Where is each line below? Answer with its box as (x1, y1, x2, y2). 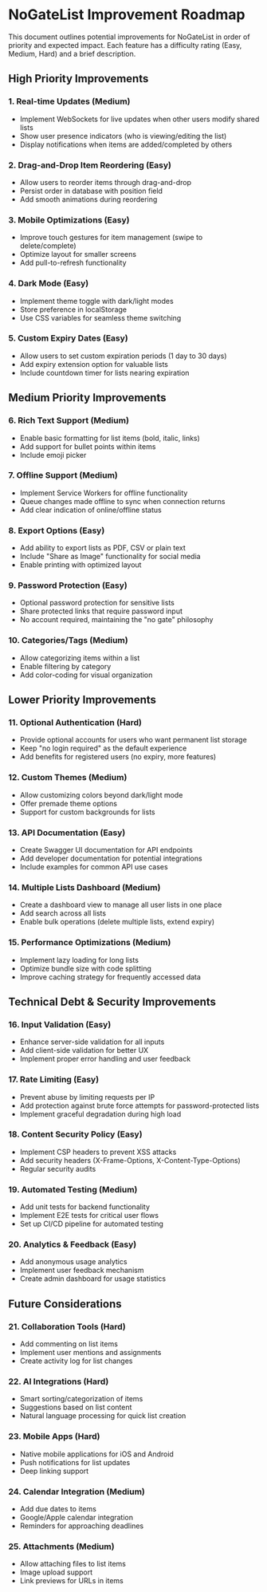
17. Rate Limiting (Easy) (8, 1074, 100, 1086)
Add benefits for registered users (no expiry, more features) (19, 752, 217, 762)
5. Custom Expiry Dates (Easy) (8, 333, 129, 344)
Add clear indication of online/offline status (19, 505, 162, 514)
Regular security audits (19, 1164, 96, 1173)
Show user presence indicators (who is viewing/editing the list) (19, 131, 227, 140)
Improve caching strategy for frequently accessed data (19, 971, 202, 982)
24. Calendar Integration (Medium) (8, 1486, 146, 1497)
